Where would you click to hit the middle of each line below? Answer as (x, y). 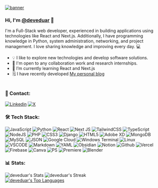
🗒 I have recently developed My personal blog (58, 74)
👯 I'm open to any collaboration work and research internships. (75, 63)
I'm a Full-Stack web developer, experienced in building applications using (79, 31)
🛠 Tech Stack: (22, 117)
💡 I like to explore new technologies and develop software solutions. (80, 58)
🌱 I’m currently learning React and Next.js (54, 68)
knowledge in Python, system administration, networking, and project (74, 41)
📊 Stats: (15, 163)
